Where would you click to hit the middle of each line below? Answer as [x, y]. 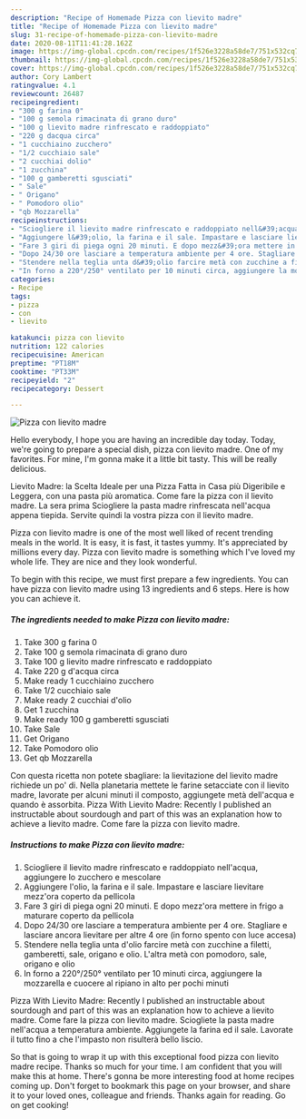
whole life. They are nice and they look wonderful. [104, 562]
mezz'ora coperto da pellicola [79, 897]
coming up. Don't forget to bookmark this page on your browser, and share [151, 1086]
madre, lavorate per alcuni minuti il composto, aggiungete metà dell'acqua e [152, 795]
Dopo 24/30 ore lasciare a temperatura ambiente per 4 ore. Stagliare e [155, 926]
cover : [23, 69]
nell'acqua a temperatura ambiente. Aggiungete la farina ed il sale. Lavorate [152, 1030]
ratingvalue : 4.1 [43, 85]
